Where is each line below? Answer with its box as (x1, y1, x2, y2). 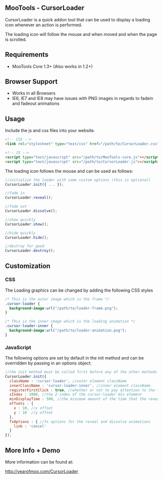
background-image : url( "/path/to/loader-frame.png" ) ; (9, 306, 118, 311)
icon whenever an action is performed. (5, 22, 82, 28)
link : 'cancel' (14, 424, 47, 429)
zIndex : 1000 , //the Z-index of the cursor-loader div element (9, 392, 142, 397)
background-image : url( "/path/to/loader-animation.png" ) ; (9, 328, 127, 333)
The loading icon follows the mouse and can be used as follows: (5, 168, 133, 174)
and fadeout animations (12, 100, 60, 106)
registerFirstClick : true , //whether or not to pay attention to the (9, 388, 155, 393)
